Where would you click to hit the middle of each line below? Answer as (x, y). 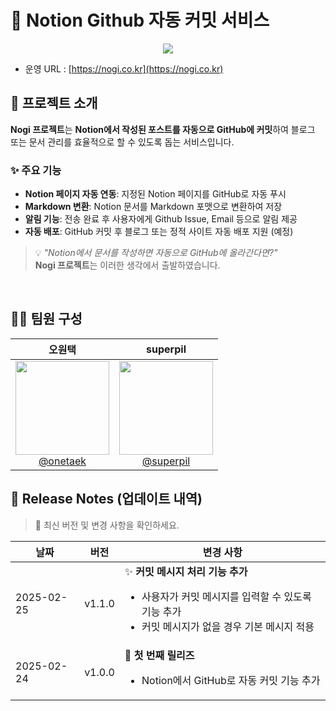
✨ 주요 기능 (36, 170)
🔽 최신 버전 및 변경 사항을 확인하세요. (107, 525)
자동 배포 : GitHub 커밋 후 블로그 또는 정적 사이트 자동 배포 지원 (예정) (159, 232)
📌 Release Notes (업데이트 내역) (106, 499)
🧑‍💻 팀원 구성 (46, 319)
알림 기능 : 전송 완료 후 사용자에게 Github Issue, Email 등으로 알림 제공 (161, 219)
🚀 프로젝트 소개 (54, 103)
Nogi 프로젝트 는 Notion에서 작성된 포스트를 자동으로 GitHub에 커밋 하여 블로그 (163, 129)
